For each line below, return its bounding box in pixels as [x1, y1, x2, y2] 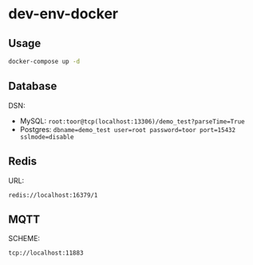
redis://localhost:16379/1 [8, 191, 98, 199]
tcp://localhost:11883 [8, 249, 84, 257]
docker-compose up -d [8, 57, 81, 65]
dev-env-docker [8, 5, 119, 23]
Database [8, 80, 57, 93]
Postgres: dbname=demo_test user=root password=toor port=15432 [19, 124, 236, 134]
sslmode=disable [19, 133, 74, 141]
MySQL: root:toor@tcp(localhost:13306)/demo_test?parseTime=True [19, 116, 245, 126]
